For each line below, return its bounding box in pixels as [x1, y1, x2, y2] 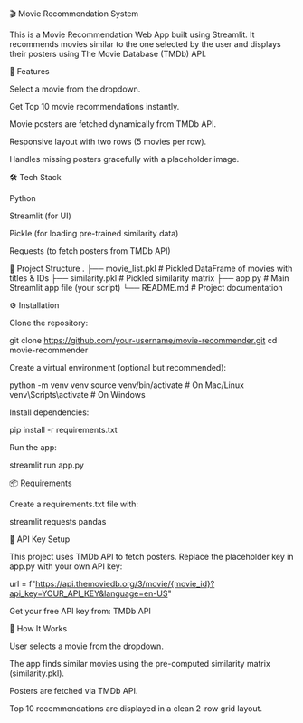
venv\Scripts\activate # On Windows [9, 390, 147, 400]
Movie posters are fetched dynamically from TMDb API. [9, 119, 217, 130]
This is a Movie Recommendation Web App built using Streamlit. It [9, 29, 255, 40]
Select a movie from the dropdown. [9, 83, 141, 94]
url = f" [9, 579, 36, 589]
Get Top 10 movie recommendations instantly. [9, 101, 180, 111]
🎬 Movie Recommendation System [9, 8, 139, 19]
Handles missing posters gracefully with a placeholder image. [9, 154, 240, 164]
